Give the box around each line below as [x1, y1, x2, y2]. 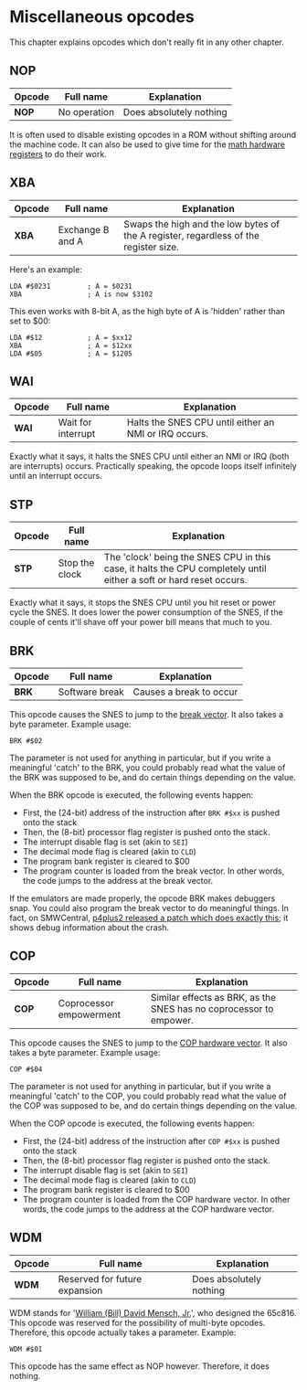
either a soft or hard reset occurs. [103, 574, 248, 587]
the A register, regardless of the [122, 228, 260, 241]
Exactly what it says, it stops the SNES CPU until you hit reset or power [9, 597, 276, 609]
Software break [58, 685, 125, 698]
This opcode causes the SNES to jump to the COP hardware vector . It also [9, 1037, 288, 1048]
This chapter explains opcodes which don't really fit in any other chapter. [9, 37, 285, 48]
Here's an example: [9, 263, 82, 275]
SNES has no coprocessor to [150, 1003, 274, 1015]
